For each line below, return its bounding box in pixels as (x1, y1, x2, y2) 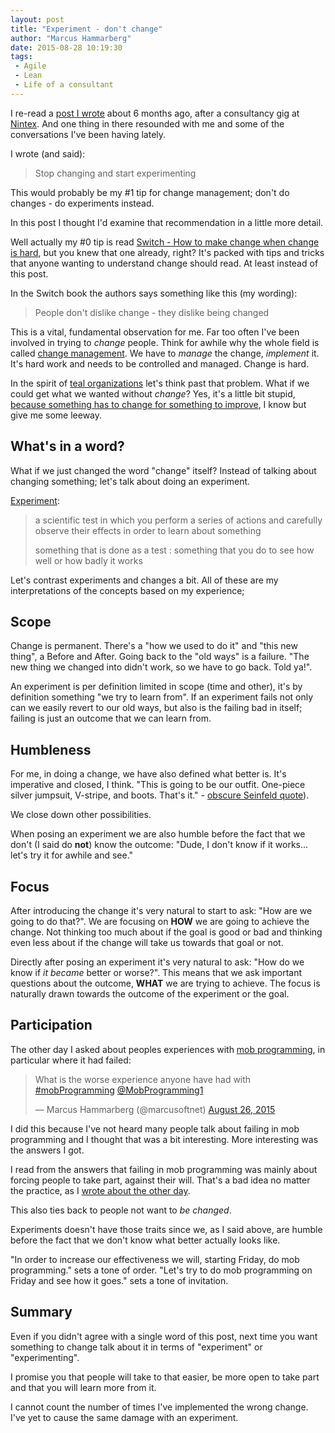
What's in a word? (10, 438, 125, 455)
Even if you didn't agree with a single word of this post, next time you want (10, 1330, 318, 1342)
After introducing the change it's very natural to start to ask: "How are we (10, 905, 313, 916)
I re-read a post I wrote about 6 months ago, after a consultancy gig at (10, 107, 300, 119)
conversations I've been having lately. (10, 128, 167, 140)
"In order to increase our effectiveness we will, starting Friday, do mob (10, 1253, 300, 1265)
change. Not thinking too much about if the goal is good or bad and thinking (10, 926, 323, 938)
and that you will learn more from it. (10, 1381, 157, 1393)
